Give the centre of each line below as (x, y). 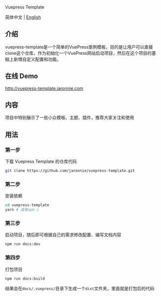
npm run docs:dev (23, 244)
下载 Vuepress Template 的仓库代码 (41, 161)
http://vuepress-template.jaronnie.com (44, 88)
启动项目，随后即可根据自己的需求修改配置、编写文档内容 (63, 235)
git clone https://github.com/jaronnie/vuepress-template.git (70, 171)
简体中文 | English (23, 17)
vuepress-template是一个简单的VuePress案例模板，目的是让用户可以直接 (79, 47)
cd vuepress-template (27, 205)
